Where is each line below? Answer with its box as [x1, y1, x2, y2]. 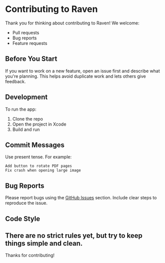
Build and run [12, 126, 40, 132]
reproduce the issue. [5, 200, 48, 206]
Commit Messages [5, 140, 65, 149]
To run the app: [5, 106, 37, 112]
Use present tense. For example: [5, 154, 72, 160]
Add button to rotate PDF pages [5, 163, 72, 169]
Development [5, 93, 48, 102]
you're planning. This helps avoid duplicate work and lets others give [5, 73, 146, 79]
